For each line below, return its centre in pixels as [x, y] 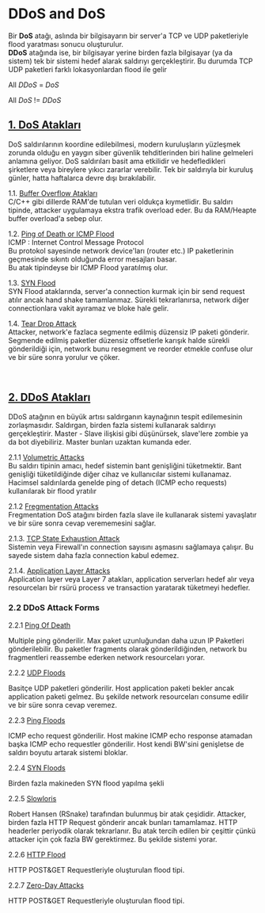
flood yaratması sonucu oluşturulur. [66, 44]
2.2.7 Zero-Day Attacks [46, 885]
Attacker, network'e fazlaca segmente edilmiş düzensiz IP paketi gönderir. [129, 332]
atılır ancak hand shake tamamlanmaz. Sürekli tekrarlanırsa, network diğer [129, 300]
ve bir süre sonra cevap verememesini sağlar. [82, 523]
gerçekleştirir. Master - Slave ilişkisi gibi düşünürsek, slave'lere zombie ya [129, 434]
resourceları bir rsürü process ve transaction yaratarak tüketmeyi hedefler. [129, 587]
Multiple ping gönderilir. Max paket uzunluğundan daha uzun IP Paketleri [126, 640]
